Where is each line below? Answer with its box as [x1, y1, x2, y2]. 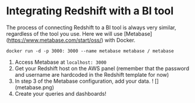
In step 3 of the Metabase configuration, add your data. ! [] [14, 77, 159, 85]
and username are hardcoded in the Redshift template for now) [14, 71, 169, 78]
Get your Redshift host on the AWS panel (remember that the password [14, 64, 189, 72]
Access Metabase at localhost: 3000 [14, 58, 107, 65]
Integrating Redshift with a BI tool [6, 4, 174, 18]
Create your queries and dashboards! [14, 90, 107, 97]
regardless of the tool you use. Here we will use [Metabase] [6, 30, 153, 37]
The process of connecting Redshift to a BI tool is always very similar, [6, 24, 177, 31]
